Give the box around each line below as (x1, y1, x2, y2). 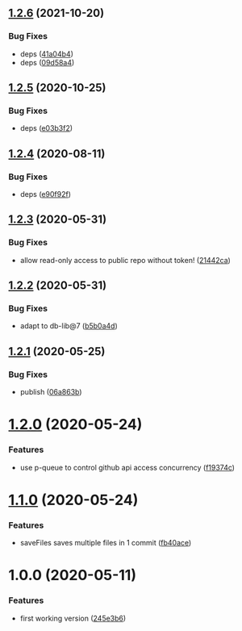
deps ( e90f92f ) (19, 190, 71, 199)
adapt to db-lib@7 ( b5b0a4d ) (19, 321, 119, 331)
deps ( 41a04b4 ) (19, 48, 74, 59)
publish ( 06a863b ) (19, 387, 82, 397)
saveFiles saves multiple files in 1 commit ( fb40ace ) (19, 538, 192, 548)
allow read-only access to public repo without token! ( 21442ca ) (19, 255, 232, 265)
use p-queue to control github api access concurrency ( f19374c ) (19, 462, 236, 472)
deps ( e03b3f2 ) (19, 123, 73, 133)
